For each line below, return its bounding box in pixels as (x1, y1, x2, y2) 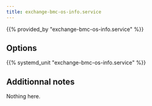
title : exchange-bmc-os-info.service (6, 8, 102, 15)
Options (6, 43, 38, 53)
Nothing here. (6, 93, 41, 100)
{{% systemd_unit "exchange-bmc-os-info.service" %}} (6, 59, 147, 67)
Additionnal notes (6, 76, 75, 87)
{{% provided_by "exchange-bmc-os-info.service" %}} (6, 25, 144, 33)
